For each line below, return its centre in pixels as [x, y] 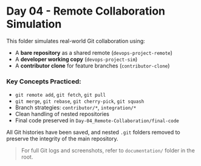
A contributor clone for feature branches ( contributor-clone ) [92, 66]
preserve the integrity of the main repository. [62, 139]
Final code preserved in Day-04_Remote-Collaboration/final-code [97, 120]
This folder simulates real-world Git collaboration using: [76, 41]
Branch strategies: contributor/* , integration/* [76, 108]
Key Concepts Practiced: [44, 81]
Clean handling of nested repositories [62, 114]
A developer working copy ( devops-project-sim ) [76, 59]
